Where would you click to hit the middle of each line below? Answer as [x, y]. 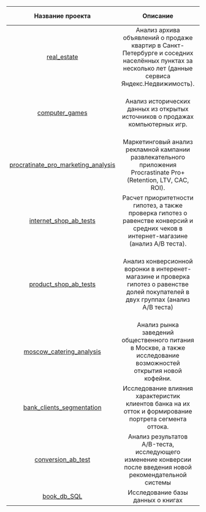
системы [158, 482]
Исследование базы [158, 492]
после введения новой [158, 467]
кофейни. [158, 378]
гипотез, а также [158, 205]
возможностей [158, 363]
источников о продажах [158, 117]
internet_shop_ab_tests [63, 221]
